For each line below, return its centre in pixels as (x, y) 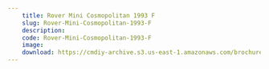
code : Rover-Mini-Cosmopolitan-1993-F (87, 38)
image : (33, 45)
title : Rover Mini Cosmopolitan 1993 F (89, 15)
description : (44, 30)
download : (39, 52)
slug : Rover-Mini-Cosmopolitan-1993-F (87, 23)
